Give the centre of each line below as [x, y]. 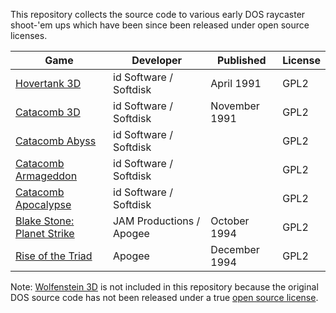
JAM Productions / [157, 221]
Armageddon [46, 176]
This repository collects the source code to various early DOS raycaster [158, 14]
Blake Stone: [45, 221]
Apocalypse [43, 204]
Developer [157, 60]
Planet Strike [45, 233]
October [230, 221]
